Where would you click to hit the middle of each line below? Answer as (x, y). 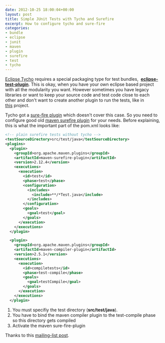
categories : (17, 28)
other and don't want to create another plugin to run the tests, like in (75, 100)
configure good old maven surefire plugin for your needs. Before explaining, (82, 120)
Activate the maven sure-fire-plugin (49, 326)
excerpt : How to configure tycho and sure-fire (55, 24)
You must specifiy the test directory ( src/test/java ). (65, 310)
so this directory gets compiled (44, 320)
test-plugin (17, 84)
